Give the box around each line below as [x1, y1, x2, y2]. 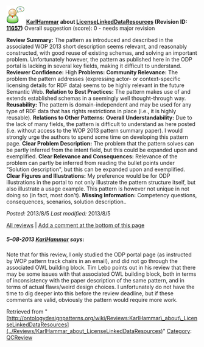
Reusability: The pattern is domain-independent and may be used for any [6, 101, 192, 108]
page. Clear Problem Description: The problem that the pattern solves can [6, 140, 194, 147]
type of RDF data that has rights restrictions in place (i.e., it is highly [6, 108, 177, 114]
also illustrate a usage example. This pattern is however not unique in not [6, 185, 190, 192]
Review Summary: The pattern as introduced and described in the [6, 37, 174, 43]
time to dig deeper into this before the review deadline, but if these [6, 289, 174, 297]
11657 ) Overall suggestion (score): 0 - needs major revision [6, 24, 155, 32]
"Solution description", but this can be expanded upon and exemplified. [6, 166, 186, 173]
